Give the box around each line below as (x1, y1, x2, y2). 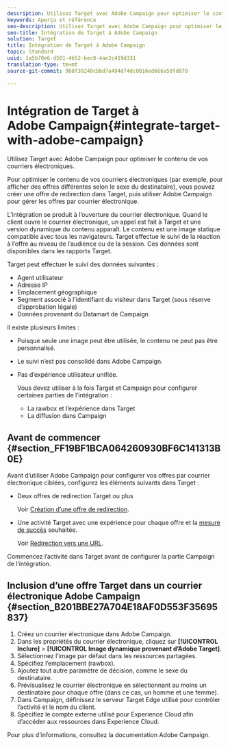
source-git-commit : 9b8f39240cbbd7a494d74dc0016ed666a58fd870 (7, 67, 188, 74)
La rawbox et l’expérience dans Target (27, 404, 136, 412)
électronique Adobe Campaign (7, 590, 140, 602)
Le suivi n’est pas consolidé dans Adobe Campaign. (16, 358, 163, 366)
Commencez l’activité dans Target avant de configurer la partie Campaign (7, 552, 216, 561)
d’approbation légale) (16, 303, 77, 311)
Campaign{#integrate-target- (48, 117, 220, 133)
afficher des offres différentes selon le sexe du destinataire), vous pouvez (7, 183, 216, 191)
